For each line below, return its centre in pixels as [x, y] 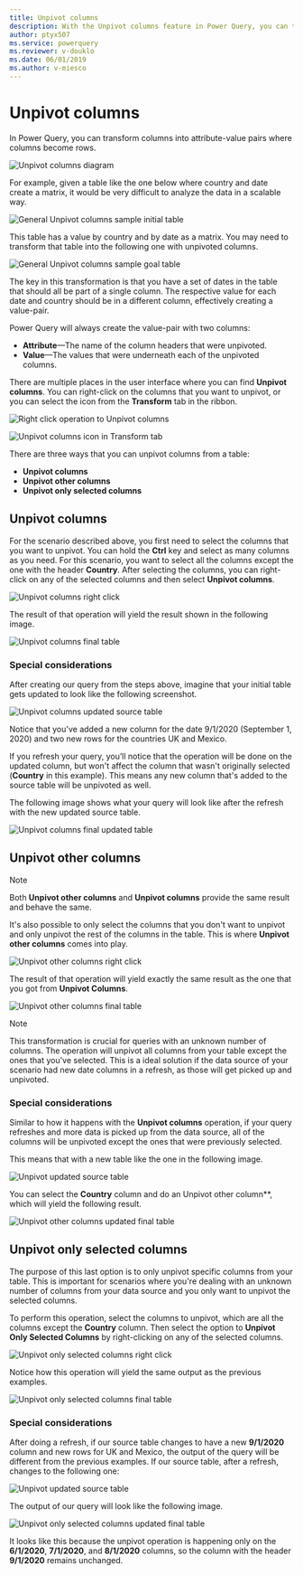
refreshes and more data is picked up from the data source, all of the [137, 1132]
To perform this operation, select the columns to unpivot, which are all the [147, 1317]
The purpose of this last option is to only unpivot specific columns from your [151, 1271]
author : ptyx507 [40, 34]
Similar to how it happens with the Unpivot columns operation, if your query [151, 1123]
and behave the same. [50, 907]
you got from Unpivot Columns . [69, 988]
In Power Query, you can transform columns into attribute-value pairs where [151, 137]
